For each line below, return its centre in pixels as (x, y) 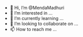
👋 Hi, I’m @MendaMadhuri (37, 8)
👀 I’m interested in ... (31, 13)
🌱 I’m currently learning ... (37, 18)
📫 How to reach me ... (33, 29)
